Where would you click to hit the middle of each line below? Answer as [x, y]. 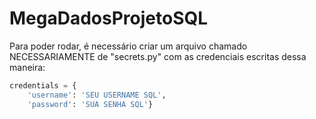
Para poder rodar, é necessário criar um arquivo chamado [128, 46]
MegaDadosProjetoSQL [109, 18]
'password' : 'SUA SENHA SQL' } [90, 104]
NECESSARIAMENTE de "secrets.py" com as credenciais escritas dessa [158, 56]
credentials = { [43, 85]
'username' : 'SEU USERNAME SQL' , [97, 95]
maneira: [27, 67]
